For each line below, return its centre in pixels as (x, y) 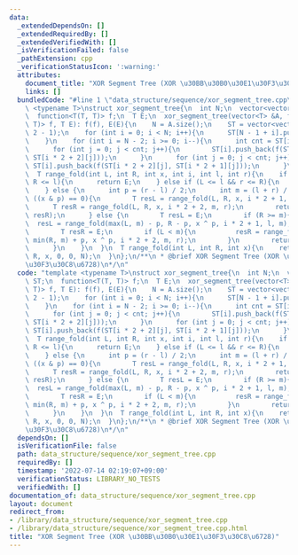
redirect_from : (37, 512)
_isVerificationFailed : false (73, 51)
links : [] (43, 91)
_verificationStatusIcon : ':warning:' (89, 67)
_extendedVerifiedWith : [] (67, 42)
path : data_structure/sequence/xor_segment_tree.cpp (117, 454)
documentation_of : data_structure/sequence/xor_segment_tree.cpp (132, 496)
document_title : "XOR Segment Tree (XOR (101, 83)
